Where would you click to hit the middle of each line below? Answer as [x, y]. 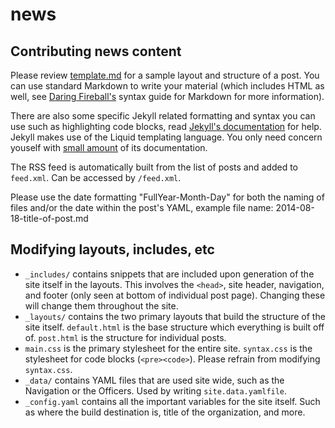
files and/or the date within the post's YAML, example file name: [142, 207]
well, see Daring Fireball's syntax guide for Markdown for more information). [167, 96]
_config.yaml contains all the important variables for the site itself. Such [172, 401]
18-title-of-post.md [49, 218]
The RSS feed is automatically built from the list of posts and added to [154, 167]
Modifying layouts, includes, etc [112, 249]
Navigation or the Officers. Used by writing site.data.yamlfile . [156, 390]
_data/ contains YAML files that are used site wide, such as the [154, 380]
